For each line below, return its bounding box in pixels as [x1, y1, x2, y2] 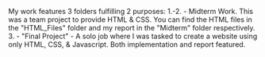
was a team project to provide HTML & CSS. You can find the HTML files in [8, 15, 252, 24]
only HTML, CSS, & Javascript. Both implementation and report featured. [8, 40, 246, 49]
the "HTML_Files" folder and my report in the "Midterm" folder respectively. [8, 23, 255, 32]
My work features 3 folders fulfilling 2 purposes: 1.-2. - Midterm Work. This [8, 7, 254, 16]
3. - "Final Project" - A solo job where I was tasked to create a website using [8, 31, 258, 41]
